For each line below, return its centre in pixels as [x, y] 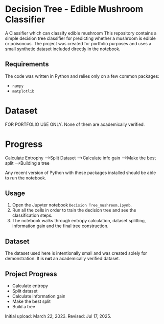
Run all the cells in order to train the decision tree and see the [74, 210]
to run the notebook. [26, 177]
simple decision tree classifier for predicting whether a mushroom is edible [80, 38]
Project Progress [31, 274]
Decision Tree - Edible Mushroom [74, 9]
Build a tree [24, 307]
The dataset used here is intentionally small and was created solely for [76, 253]
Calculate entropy [30, 286]
